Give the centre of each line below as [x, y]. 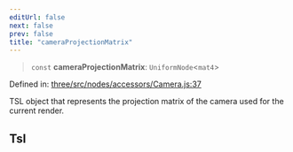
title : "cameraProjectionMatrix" [71, 42]
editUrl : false [37, 17]
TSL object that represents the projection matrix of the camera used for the [146, 102]
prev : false [31, 34]
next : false [31, 26]
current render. [37, 110]
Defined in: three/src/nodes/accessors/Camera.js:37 [105, 84]
